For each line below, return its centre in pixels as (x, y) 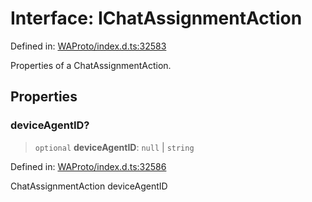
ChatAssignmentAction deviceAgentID (89, 186)
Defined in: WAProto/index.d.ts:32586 (88, 166)
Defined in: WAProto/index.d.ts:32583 (88, 46)
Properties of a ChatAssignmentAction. (91, 65)
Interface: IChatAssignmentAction (156, 18)
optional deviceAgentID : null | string (114, 147)
